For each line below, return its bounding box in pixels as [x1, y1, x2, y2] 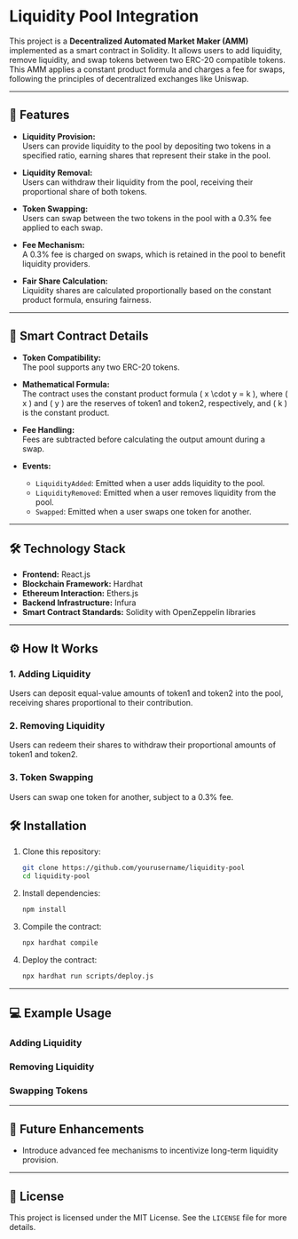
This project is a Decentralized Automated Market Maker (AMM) [9, 36, 249, 46]
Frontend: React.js [21, 569, 91, 580]
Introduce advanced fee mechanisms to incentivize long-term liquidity [21, 1145, 278, 1156]
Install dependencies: [21, 888, 101, 899]
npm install [21, 905, 67, 915]
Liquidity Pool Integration [9, 6, 200, 27]
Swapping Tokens [9, 1084, 89, 1097]
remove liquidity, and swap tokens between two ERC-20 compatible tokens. [9, 54, 286, 65]
